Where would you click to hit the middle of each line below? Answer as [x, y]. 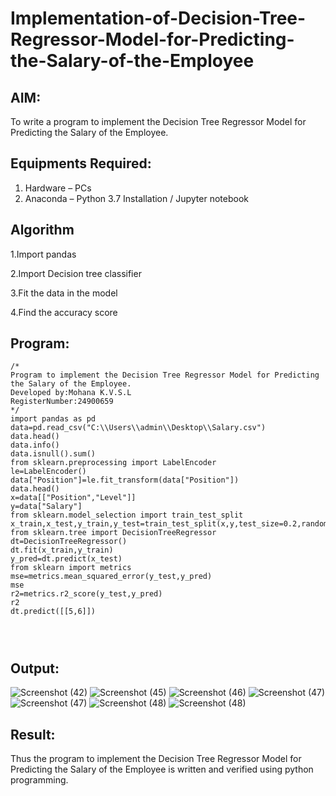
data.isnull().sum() [53, 454]
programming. [39, 780]
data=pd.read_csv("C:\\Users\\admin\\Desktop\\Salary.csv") [138, 428]
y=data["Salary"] [46, 507]
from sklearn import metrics [71, 568]
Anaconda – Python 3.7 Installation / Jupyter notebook [136, 198]
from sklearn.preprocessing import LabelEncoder [113, 463]
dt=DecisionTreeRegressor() [69, 542]
